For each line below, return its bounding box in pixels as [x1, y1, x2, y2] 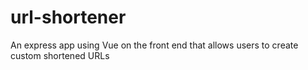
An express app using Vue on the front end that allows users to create [10, 39, 299, 51]
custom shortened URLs [10, 49, 110, 61]
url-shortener [10, 6, 127, 29]
